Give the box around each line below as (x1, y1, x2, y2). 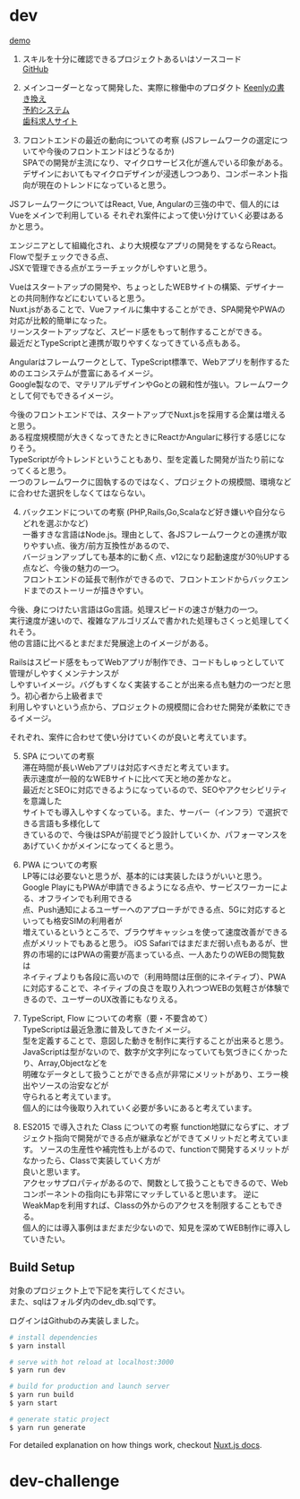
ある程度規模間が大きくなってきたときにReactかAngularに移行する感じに (9, 431, 279, 442)
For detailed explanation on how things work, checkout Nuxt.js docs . (9, 1439, 262, 1450)
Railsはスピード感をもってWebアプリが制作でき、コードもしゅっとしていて (9, 656, 286, 668)
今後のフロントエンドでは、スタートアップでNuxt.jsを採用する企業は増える (9, 409, 287, 419)
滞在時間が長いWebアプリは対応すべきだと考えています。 (21, 762, 235, 772)
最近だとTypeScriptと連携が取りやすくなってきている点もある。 (9, 337, 245, 348)
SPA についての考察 (21, 750, 95, 762)
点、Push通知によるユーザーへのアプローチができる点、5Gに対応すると (21, 904, 287, 915)
